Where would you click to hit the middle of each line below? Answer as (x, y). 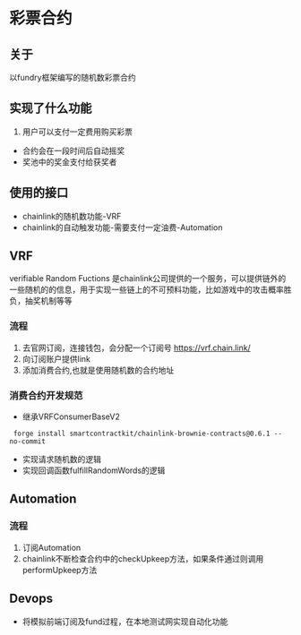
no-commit (28, 442)
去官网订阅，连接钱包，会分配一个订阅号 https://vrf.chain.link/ (136, 348)
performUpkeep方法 (60, 570)
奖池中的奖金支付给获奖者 (69, 161)
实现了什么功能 (51, 108)
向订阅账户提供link (56, 358)
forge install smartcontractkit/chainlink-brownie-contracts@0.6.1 (142, 434)
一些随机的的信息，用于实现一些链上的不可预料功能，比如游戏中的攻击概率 (146, 290)
